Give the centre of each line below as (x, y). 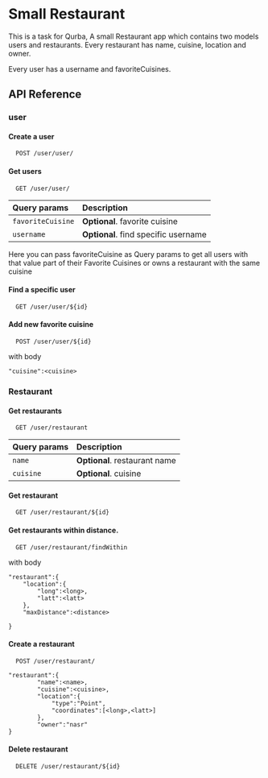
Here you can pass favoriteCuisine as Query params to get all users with (128, 254)
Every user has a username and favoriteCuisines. (90, 68)
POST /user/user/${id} (54, 342)
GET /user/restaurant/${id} (63, 512)
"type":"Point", (78, 703)
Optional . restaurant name (126, 461)
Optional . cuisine (109, 474)
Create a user (31, 136)
